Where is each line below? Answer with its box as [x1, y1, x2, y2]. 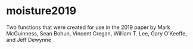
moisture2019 [6, 4, 76, 18]
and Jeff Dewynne [6, 36, 52, 43]
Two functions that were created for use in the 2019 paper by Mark [6, 24, 171, 31]
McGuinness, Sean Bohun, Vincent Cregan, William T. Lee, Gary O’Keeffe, [6, 30, 188, 37]
